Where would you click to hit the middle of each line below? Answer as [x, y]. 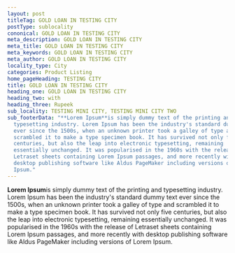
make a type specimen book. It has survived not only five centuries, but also [117, 212]
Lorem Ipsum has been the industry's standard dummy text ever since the [114, 197]
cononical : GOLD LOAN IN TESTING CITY [64, 33]
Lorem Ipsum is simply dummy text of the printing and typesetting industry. [115, 189]
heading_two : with [34, 99]
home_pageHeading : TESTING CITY [54, 79]
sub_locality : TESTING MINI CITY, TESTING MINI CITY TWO [92, 111]
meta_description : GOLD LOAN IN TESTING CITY [74, 40]
